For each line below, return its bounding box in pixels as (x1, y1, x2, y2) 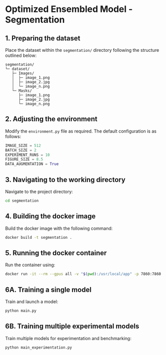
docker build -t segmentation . (5, 235, 72, 240)
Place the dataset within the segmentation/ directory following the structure (5, 47, 160, 53)
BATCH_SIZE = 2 (5, 148, 37, 153)
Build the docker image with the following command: (5, 225, 113, 231)
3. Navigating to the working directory (5, 176, 126, 184)
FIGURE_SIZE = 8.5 (5, 157, 43, 162)
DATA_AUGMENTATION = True (5, 162, 59, 167)
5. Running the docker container (5, 248, 107, 257)
